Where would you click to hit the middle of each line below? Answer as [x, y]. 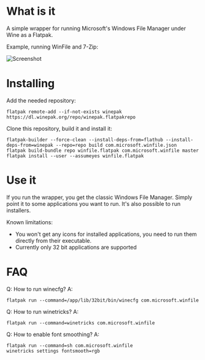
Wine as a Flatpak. [30, 34]
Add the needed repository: [41, 100]
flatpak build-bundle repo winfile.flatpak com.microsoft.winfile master [103, 151]
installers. [19, 210]
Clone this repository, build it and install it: [59, 128]
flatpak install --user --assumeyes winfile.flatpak [75, 156]
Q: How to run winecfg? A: [40, 289]
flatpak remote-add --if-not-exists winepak [64, 112]
